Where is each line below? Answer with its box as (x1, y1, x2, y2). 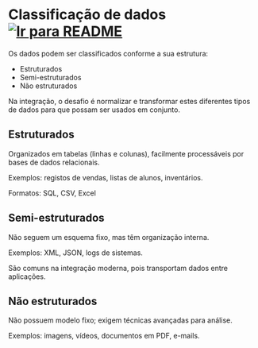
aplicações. (8, 272, 46, 281)
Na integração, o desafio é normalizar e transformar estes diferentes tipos (8, 96, 251, 106)
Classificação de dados (8, 6, 167, 24)
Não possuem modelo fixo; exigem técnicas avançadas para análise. (8, 315, 233, 325)
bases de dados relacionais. (8, 157, 101, 167)
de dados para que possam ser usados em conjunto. (8, 105, 181, 114)
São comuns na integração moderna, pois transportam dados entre (8, 263, 229, 273)
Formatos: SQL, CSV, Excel (8, 188, 97, 198)
